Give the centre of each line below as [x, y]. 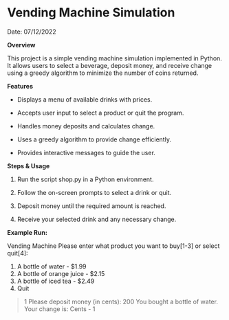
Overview [21, 45]
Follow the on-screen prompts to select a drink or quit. [94, 192]
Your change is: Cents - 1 [59, 309]
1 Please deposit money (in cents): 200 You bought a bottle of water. [121, 301]
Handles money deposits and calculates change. [86, 126]
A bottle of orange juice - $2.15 [61, 273]
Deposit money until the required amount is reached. [91, 206]
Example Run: [28, 232]
